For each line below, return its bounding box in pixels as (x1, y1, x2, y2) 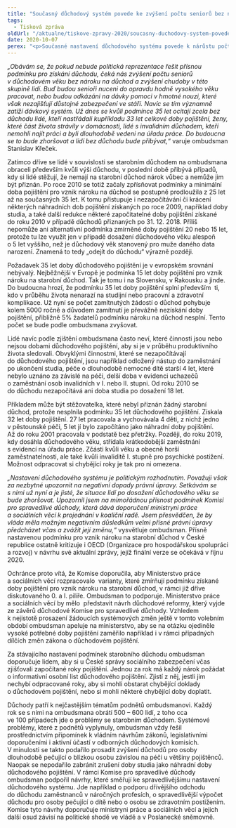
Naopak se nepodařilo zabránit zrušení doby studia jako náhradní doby (7, 761, 212, 769)
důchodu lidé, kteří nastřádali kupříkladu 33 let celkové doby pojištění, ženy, (7, 114, 228, 123)
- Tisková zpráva (13, 23, 65, 30)
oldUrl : (7, 29, 30, 37)
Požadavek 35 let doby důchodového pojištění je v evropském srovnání (7, 261, 214, 269)
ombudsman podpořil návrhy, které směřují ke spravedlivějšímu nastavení (7, 775, 220, 784)
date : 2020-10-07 (7, 37, 58, 44)
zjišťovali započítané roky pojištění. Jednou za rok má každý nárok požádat (7, 665, 225, 673)
